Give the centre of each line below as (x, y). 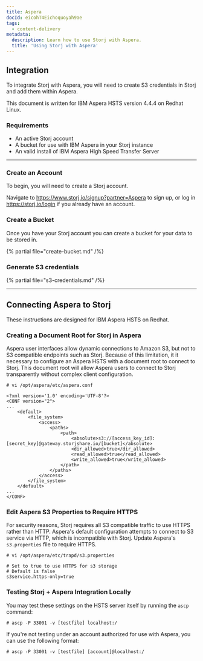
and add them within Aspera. (42, 91)
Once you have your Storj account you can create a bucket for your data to (99, 233)
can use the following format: (43, 640)
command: (20, 612)
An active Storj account (44, 138)
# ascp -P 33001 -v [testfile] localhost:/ (62, 623)
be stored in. (22, 240)
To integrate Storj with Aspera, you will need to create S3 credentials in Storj (101, 85)
